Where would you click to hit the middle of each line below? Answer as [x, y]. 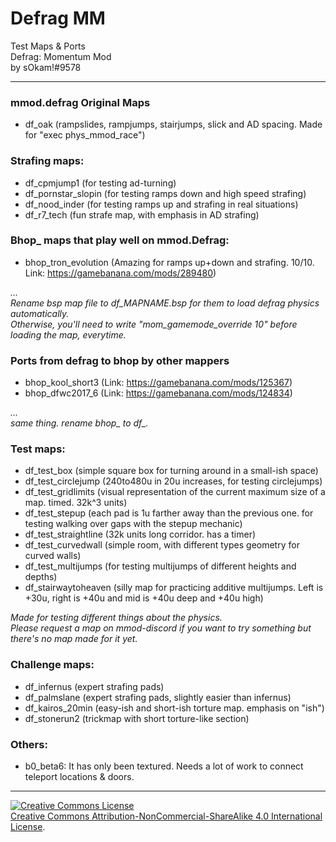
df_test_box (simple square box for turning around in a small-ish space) [171, 471]
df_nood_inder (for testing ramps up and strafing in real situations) [161, 204]
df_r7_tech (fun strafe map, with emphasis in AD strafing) [142, 214]
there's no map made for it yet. [74, 639]
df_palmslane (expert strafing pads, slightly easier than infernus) [158, 697]
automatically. [40, 313]
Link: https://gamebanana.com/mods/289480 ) [120, 273]
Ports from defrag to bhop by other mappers [120, 360]
